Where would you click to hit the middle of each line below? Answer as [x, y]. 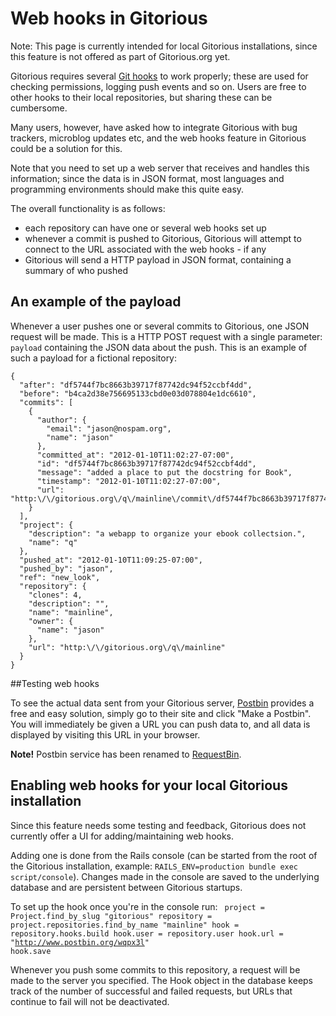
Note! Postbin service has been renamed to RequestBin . [126, 754]
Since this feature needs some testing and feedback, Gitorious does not [158, 825]
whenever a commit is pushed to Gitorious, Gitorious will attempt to [163, 238]
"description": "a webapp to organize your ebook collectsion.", [167, 533]
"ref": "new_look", [60, 577]
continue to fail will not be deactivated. [90, 1001]
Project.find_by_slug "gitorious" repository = [111, 916]
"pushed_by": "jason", [66, 568]
